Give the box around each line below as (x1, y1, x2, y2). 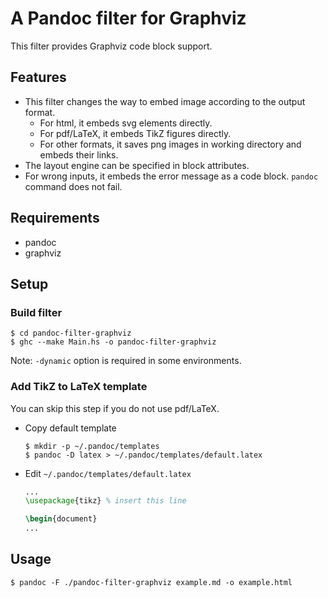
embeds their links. (39, 148, 119, 161)
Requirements (10, 210, 100, 227)
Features (10, 69, 67, 86)
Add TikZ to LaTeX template (10, 380, 148, 394)
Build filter (10, 305, 63, 319)
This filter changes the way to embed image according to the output (24, 95, 306, 107)
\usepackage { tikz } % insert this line (24, 496, 187, 506)
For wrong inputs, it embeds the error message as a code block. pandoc (24, 170, 319, 182)
